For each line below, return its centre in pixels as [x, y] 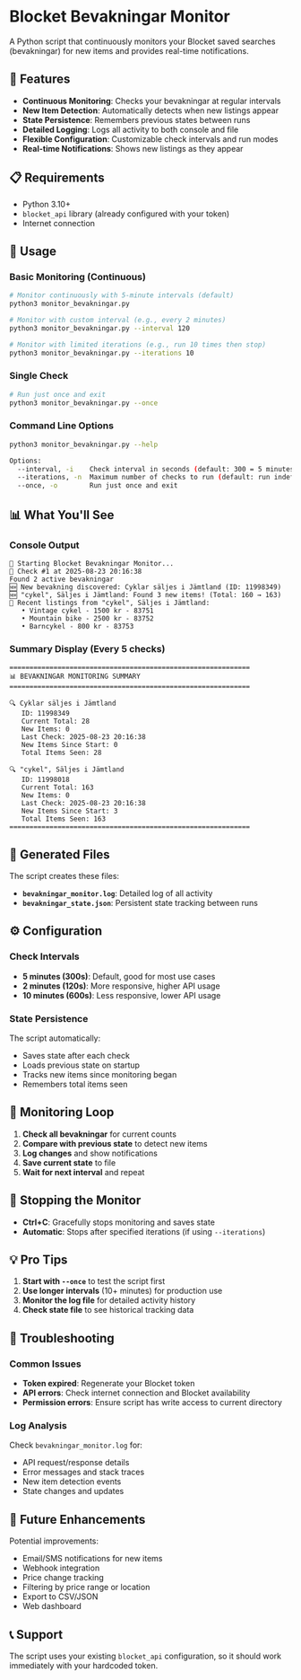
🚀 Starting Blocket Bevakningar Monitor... [92, 563]
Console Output [44, 545]
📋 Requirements [57, 178]
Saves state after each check [76, 1055]
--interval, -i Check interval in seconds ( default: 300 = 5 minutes [156, 469]
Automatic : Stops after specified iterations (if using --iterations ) [144, 1231]
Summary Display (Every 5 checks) [87, 648]
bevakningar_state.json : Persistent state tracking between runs [140, 903]
